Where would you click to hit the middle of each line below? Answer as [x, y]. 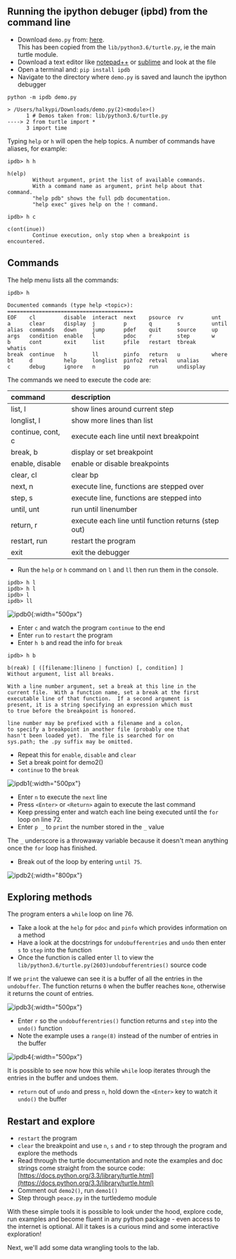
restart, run [29, 541]
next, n [22, 486]
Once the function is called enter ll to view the [86, 958]
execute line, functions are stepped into [137, 497]
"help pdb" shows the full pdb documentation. [102, 198]
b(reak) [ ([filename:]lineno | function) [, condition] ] [96, 667]
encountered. [26, 241]
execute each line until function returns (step [145, 520]
